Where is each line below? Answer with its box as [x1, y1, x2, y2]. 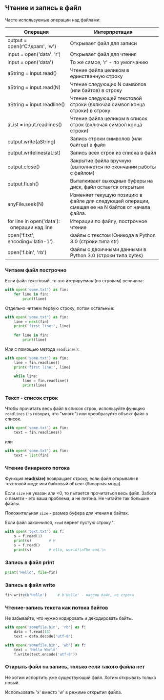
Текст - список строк [5, 395, 58, 402]
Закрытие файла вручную [70, 157, 132, 164]
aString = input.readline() [7, 101, 65, 108]
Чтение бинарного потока [5, 464, 70, 471]
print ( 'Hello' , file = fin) [5, 570, 58, 575]
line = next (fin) [14, 319, 49, 324]
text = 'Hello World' [14, 647, 58, 652]
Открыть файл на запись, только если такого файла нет [5, 663, 145, 670]
